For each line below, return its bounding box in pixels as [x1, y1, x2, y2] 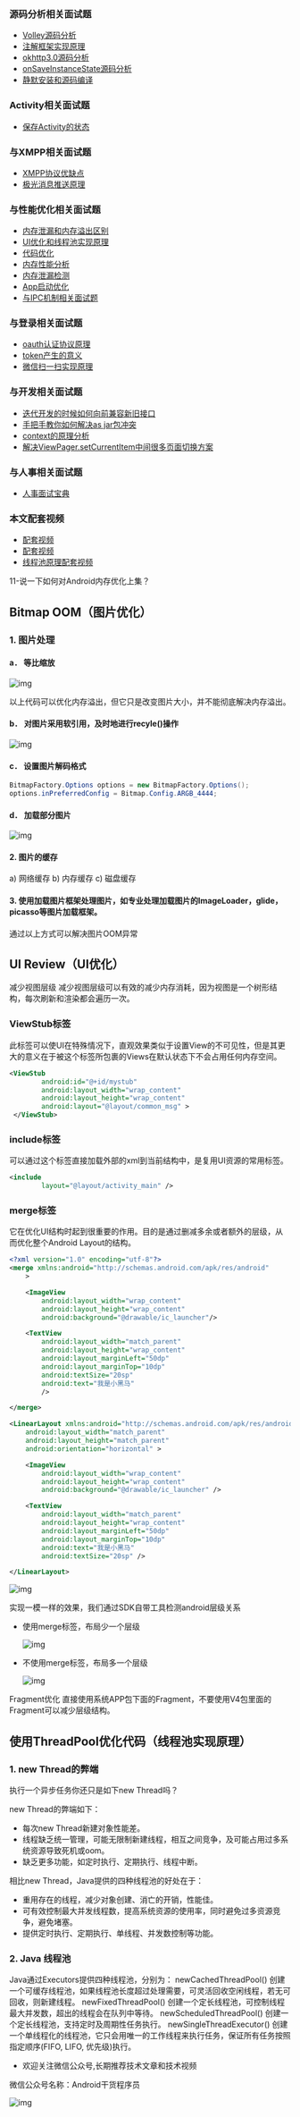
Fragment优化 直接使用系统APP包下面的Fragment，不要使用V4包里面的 [9, 1694, 272, 1705]
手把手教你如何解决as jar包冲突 [21, 418, 137, 430]
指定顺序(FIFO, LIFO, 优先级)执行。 [9, 2041, 137, 2053]
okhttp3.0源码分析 [21, 52, 89, 63]
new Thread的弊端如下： [9, 1804, 101, 1815]
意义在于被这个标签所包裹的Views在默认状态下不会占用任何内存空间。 [24, 1050, 282, 1061]
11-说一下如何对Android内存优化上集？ [9, 576, 150, 586]
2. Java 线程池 [9, 1952, 71, 1964]
